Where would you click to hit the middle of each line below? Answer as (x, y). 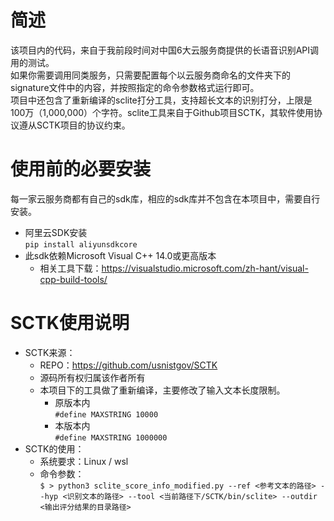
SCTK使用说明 (70, 323)
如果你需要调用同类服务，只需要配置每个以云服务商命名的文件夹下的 (150, 75)
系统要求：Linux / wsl (84, 461)
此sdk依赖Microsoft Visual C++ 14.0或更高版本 (120, 255)
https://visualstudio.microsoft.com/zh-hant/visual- (205, 268)
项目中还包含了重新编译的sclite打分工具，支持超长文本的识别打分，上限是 (161, 100)
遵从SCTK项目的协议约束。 (74, 125)
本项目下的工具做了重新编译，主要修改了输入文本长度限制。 (162, 390)
